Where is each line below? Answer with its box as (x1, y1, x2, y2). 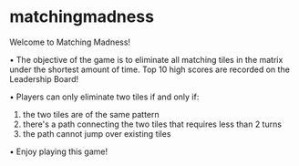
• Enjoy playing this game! (9, 146, 108, 157)
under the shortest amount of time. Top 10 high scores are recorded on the (9, 64, 290, 75)
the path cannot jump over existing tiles (22, 128, 171, 139)
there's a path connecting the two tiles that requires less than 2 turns (22, 119, 283, 130)
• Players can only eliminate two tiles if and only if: (9, 91, 200, 102)
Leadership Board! (9, 73, 79, 84)
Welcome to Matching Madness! (9, 36, 130, 47)
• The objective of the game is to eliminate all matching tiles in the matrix (9, 54, 284, 65)
